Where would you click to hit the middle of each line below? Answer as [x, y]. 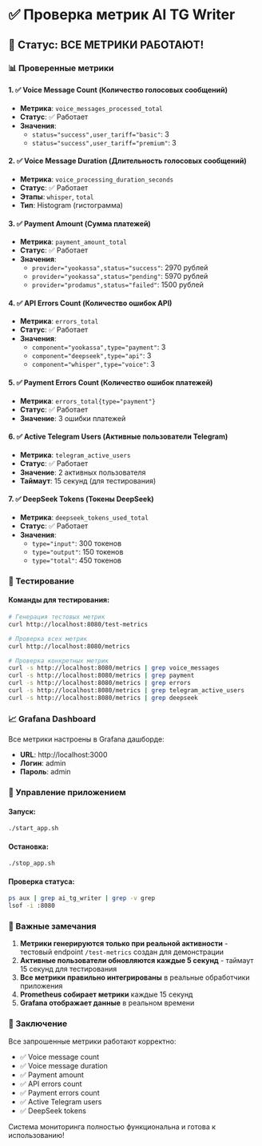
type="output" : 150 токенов [77, 551]
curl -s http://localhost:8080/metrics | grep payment [101, 676]
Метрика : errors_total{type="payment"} [87, 400]
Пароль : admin [45, 772]
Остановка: [29, 846]
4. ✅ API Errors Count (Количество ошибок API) [90, 303]
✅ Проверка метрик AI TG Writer [122, 15]
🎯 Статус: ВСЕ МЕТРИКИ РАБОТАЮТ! [106, 44]
